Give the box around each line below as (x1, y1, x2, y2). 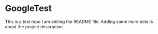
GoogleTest (5, 3, 52, 14)
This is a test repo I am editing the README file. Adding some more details (5, 19, 153, 24)
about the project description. (5, 23, 64, 29)
